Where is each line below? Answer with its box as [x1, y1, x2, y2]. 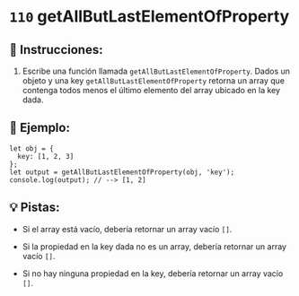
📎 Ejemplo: [9, 120, 70, 135]
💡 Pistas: [9, 200, 60, 215]
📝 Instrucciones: [9, 42, 103, 57]
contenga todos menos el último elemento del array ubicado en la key [22, 85, 281, 95]
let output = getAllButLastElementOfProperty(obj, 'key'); [9, 168, 235, 177]
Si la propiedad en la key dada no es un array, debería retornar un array [22, 240, 287, 252]
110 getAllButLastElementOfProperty [9, 6, 290, 27]
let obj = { [9, 144, 54, 153]
